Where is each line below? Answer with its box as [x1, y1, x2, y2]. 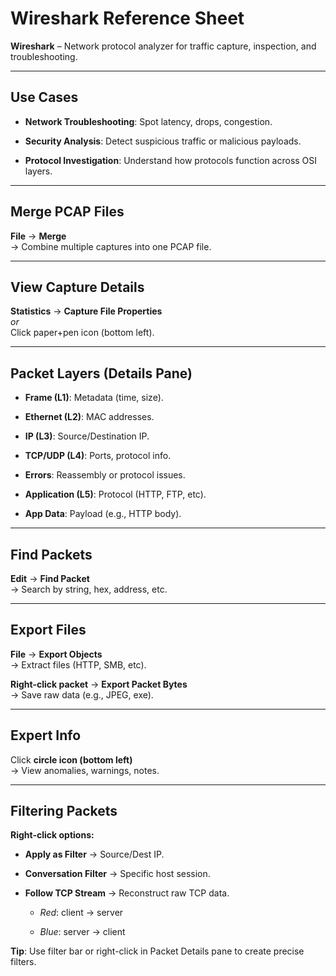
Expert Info [10, 727, 82, 744]
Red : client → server [39, 907, 124, 919]
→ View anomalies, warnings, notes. [10, 764, 160, 776]
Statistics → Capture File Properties [10, 305, 163, 317]
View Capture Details [10, 278, 145, 296]
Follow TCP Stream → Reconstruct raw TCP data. [24, 887, 230, 899]
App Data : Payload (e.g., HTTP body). [24, 508, 182, 520]
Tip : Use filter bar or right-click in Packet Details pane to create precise [10, 945, 305, 957]
